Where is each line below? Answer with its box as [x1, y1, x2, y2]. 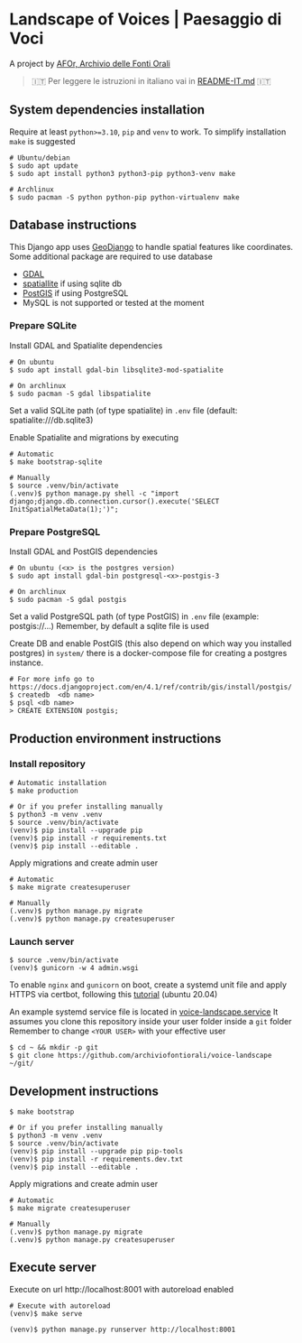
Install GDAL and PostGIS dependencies [9, 546, 158, 557]
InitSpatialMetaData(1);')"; [9, 505, 119, 514]
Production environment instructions [9, 731, 222, 746]
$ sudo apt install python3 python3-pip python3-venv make [9, 169, 236, 178]
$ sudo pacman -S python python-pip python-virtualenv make [9, 192, 241, 202]
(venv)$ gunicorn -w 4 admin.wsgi [9, 964, 140, 973]
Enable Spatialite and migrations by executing [9, 431, 178, 442]
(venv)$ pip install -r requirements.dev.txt [9, 1154, 183, 1163]
